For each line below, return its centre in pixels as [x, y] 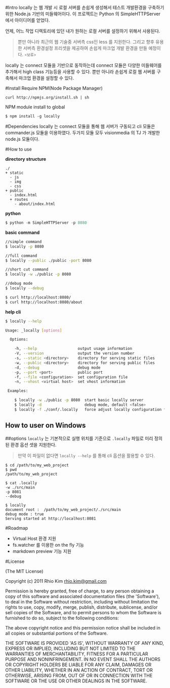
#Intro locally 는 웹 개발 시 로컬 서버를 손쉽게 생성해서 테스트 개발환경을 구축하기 [85, 7]
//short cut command [27, 270]
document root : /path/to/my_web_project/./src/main [63, 510]
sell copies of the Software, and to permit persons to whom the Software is [83, 612]
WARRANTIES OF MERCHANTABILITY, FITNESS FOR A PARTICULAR [77, 654]
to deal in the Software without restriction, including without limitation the [81, 602]
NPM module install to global [35, 107]
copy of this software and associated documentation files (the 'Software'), [83, 596]
